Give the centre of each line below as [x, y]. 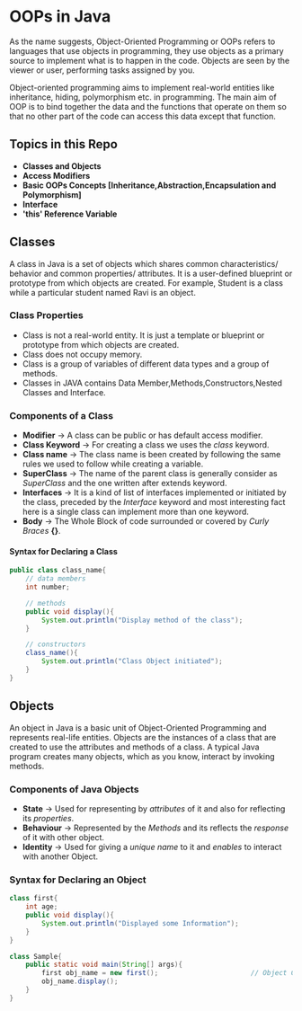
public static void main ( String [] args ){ [104, 965]
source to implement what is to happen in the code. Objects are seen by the [150, 60]
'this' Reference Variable [70, 214]
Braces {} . [41, 531]
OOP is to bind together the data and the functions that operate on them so [148, 106]
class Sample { [36, 956]
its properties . [48, 818]
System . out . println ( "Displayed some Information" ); [141, 923]
